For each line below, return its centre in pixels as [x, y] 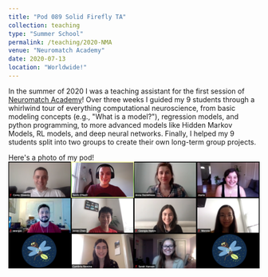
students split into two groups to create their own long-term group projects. [132, 142]
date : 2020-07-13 [37, 59]
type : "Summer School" [46, 34]
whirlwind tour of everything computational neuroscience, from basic [122, 108]
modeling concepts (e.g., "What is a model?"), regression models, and [124, 117]
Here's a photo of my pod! [51, 157]
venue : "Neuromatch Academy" [57, 51]
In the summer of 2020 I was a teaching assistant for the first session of [126, 91]
